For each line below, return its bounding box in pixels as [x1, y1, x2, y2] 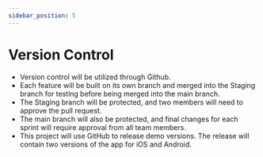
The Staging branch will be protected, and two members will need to [19, 97, 244, 107]
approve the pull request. [19, 105, 102, 115]
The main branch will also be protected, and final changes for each [19, 114, 239, 124]
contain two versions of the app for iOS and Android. [19, 140, 192, 149]
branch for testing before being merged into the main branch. [19, 89, 220, 98]
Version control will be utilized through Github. [19, 72, 171, 82]
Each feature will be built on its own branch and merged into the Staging [19, 80, 256, 90]
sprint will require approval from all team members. [19, 122, 186, 132]
